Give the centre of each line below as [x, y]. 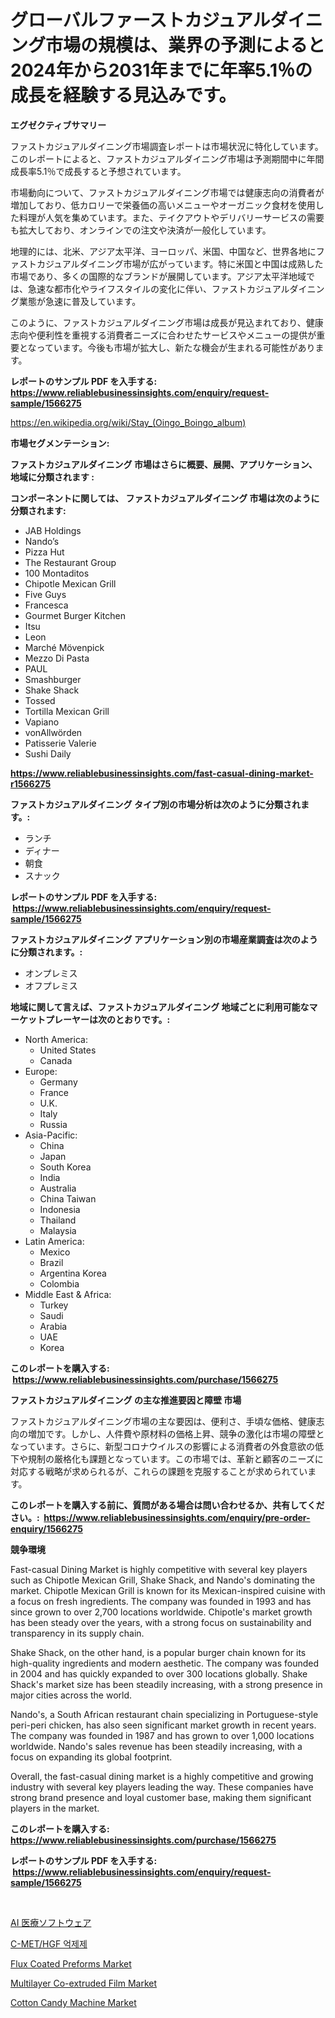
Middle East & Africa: [68, 1294]
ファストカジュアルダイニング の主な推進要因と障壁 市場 [126, 1400]
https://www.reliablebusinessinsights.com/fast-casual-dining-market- [162, 773]
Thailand [58, 1220]
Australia [58, 1188]
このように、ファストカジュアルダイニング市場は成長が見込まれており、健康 [167, 322]
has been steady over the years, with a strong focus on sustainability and [161, 1622]
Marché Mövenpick [64, 647]
